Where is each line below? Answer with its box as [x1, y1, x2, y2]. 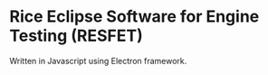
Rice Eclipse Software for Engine [9, 6, 260, 27]
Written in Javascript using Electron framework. [9, 55, 187, 66]
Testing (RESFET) [9, 25, 143, 46]
